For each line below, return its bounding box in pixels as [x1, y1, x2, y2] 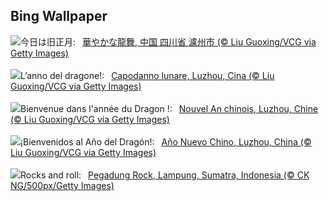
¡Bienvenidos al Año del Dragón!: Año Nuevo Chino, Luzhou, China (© [20, 135, 312, 148]
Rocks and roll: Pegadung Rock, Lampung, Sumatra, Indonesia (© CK [20, 169, 310, 181]
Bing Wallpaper [10, 8, 108, 25]
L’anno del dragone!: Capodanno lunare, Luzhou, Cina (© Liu [20, 69, 275, 81]
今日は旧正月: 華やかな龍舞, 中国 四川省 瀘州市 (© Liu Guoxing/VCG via [20, 35, 317, 48]
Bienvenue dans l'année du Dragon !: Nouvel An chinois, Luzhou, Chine [20, 102, 319, 114]
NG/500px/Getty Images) [10, 179, 115, 191]
